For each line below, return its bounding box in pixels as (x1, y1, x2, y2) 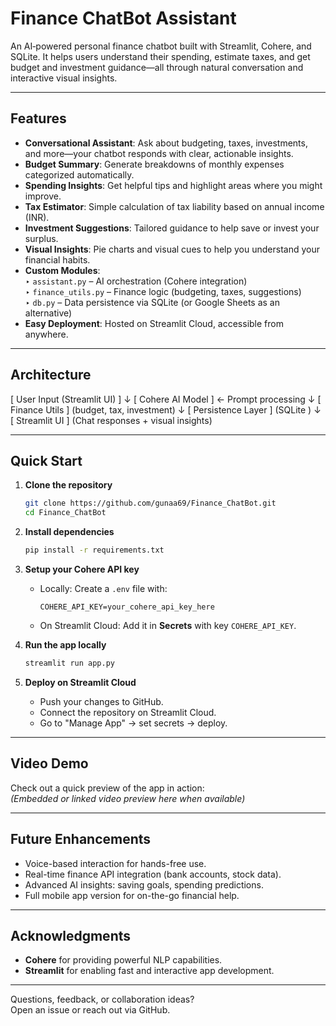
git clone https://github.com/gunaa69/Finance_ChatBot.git (24, 498, 277, 509)
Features (10, 110, 67, 127)
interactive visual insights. (10, 72, 118, 84)
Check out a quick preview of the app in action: (10, 782, 205, 794)
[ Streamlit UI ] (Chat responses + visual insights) (10, 414, 213, 426)
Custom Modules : (24, 264, 101, 276)
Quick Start (10, 452, 83, 469)
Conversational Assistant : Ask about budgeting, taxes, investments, (24, 137, 308, 149)
